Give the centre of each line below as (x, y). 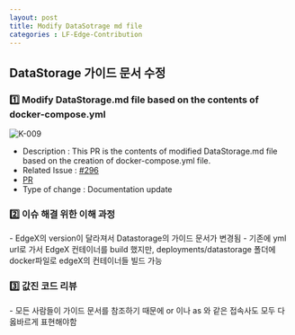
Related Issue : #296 (60, 171)
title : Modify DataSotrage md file (76, 26)
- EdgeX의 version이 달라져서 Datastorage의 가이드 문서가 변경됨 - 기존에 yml (148, 238)
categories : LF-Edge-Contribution (76, 34)
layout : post (34, 18)
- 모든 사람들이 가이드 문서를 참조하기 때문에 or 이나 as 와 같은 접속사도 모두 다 (147, 310)
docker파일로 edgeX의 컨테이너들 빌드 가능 (86, 260)
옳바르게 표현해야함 (43, 322)
